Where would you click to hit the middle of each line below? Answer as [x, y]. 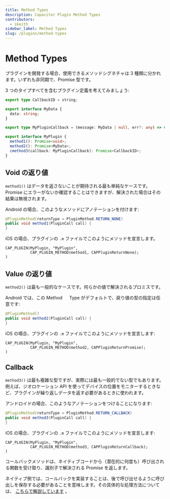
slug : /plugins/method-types [36, 33]
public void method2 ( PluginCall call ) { [49, 318]
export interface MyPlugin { [36, 137]
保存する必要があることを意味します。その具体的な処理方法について [89, 485]
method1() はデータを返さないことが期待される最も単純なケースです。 [78, 186]
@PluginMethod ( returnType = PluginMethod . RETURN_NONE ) [64, 219]
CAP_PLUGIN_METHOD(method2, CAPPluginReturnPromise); [88, 348]
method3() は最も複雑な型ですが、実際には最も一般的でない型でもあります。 [84, 380]
